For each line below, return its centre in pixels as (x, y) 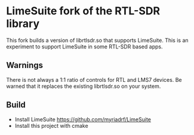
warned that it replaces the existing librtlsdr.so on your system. (84, 86)
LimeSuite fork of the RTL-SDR (83, 11)
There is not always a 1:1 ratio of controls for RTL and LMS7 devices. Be (94, 79)
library (23, 24)
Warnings (25, 65)
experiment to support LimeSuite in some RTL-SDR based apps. (84, 47)
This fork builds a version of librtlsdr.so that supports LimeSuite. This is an (98, 40)
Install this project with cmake (51, 125)
